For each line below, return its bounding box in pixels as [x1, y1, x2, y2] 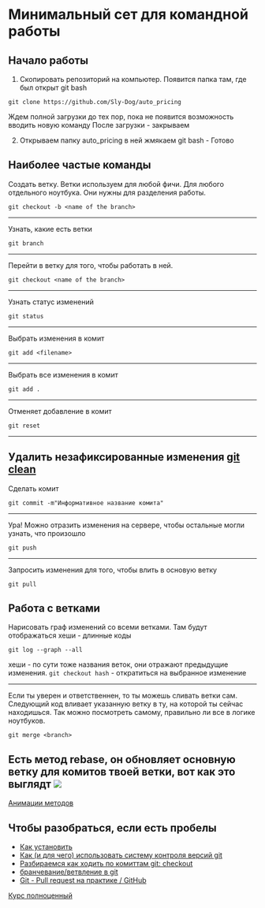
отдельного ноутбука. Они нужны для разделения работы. [8, 188, 207, 197]
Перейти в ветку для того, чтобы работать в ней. [8, 260, 174, 270]
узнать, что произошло [8, 528, 86, 538]
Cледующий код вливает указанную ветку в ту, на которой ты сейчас [8, 699, 244, 709]
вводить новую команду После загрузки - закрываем [8, 121, 190, 129]
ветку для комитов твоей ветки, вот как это [8, 765, 236, 778]
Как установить [19, 842, 73, 852]
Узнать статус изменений [8, 297, 95, 307]
